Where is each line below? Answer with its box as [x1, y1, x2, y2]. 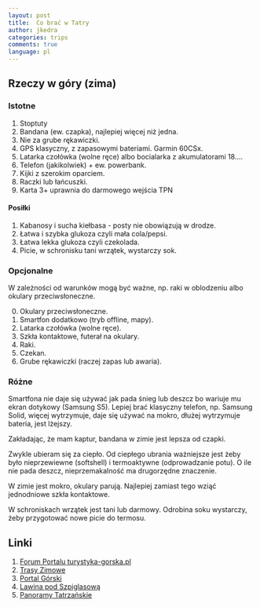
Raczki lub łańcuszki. [19, 177, 88, 186]
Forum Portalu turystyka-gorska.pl [19, 557, 132, 566]
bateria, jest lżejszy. [8, 419, 73, 429]
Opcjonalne [8, 265, 53, 276]
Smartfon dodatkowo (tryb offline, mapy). [19, 315, 154, 324]
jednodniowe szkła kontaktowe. [8, 490, 110, 499]
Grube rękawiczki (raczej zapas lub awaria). [19, 357, 163, 366]
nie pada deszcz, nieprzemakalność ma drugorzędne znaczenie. [8, 466, 218, 476]
